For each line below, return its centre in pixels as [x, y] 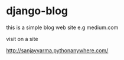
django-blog [37, 11]
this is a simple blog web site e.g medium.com [62, 27]
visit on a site [22, 39]
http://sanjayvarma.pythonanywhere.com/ [57, 50]
